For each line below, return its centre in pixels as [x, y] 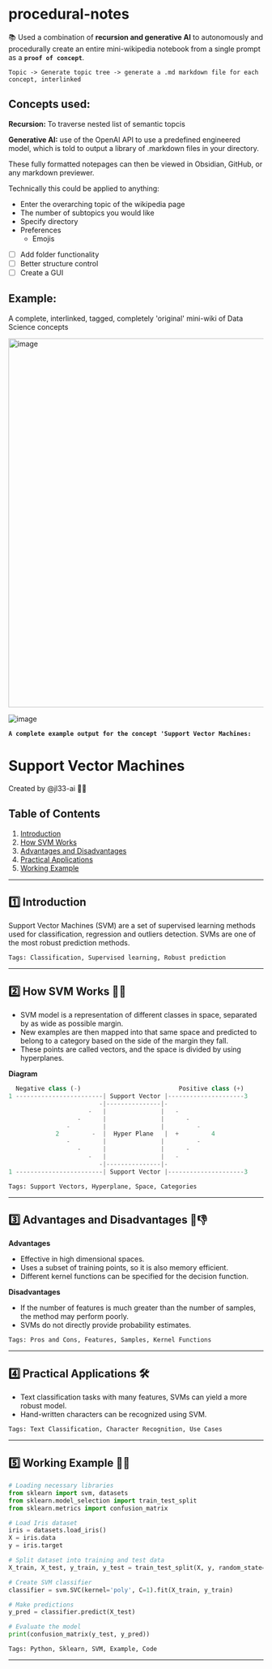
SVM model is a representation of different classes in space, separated [138, 1015]
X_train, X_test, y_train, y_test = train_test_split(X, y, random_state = [137, 1567]
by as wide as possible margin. [72, 1023]
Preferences [40, 230]
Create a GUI [42, 272]
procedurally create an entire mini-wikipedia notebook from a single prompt [134, 49]
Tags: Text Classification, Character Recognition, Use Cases [115, 1429]
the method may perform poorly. [74, 1317]
